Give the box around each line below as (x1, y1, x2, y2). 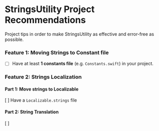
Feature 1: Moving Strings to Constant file (5, 49, 109, 56)
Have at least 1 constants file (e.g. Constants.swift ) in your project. (12, 61, 154, 67)
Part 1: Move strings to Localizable (5, 86, 79, 92)
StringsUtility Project (5, 4, 95, 15)
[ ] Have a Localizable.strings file (5, 97, 77, 103)
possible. (5, 36, 24, 42)
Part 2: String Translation (5, 109, 59, 115)
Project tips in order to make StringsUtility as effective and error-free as (5, 31, 154, 37)
